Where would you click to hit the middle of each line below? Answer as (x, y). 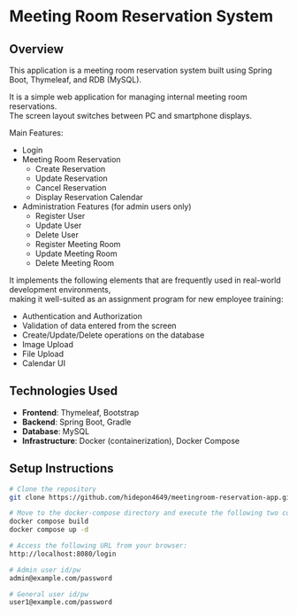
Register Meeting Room (78, 244)
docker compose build (49, 522)
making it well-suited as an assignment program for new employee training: (146, 299)
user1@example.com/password (61, 603)
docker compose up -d (49, 530)
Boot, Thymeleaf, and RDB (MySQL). (76, 80)
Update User (58, 225)
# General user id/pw (49, 594)
